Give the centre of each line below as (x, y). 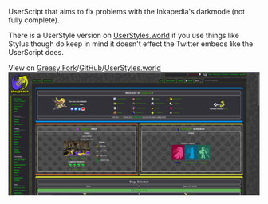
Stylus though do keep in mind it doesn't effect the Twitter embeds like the (131, 44)
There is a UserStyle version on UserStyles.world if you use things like (124, 35)
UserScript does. (36, 52)
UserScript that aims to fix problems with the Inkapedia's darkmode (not (127, 12)
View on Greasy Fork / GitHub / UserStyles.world (85, 68)
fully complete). (34, 20)
